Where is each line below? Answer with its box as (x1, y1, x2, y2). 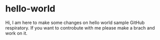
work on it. (5, 30, 28, 36)
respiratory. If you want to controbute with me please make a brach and (5, 24, 155, 30)
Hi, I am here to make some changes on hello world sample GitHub (5, 19, 145, 25)
